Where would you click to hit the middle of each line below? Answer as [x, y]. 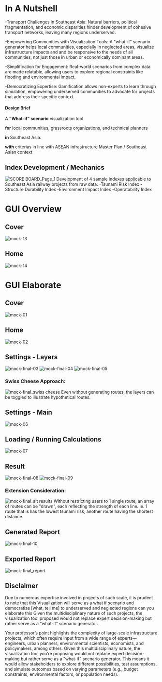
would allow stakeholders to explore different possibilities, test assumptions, [81, 664]
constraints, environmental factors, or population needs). [62, 674]
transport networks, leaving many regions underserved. [60, 32]
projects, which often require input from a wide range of [61, 638]
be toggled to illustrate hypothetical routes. [48, 397]
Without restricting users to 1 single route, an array [104, 501]
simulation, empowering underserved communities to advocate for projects [80, 91]
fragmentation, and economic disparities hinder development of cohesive [78, 27]
